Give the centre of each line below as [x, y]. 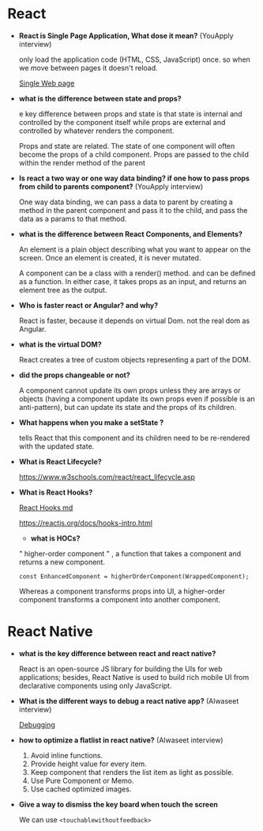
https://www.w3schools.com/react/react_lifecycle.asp [107, 476]
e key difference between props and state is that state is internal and [130, 114]
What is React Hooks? [56, 492]
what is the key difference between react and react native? [117, 653]
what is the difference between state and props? [100, 98]
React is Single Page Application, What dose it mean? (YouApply [126, 36]
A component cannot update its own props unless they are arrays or [130, 390]
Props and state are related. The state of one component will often [127, 146]
